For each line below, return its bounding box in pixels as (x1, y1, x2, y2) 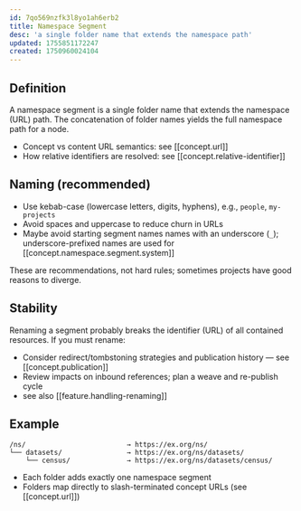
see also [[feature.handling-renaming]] (22, 390, 167, 401)
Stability (9, 300, 58, 317)
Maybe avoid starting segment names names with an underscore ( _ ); (22, 228, 279, 239)
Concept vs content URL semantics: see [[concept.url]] (22, 141, 229, 152)
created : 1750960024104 (9, 47, 99, 56)
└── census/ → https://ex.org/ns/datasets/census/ (25, 456, 273, 466)
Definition (9, 80, 66, 96)
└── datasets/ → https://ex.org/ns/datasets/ (9, 449, 245, 458)
